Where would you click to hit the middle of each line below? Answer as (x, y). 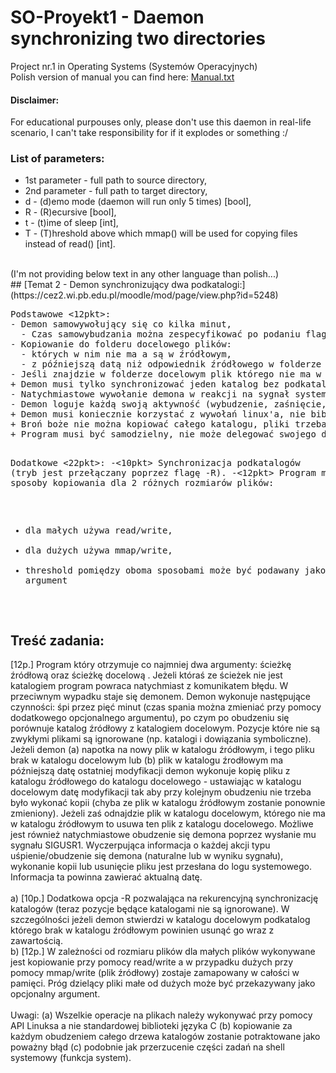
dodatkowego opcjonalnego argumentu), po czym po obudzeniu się (150, 718)
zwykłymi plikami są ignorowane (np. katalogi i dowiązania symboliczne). (161, 739)
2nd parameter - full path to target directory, (116, 191)
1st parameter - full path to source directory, (116, 180)
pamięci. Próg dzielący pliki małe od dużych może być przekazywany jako (163, 983)
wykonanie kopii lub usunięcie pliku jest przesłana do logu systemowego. (161, 867)
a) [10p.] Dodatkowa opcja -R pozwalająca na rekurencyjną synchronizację (164, 898)
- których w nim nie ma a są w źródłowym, (126, 354)
